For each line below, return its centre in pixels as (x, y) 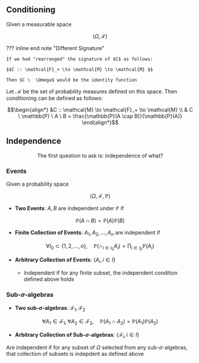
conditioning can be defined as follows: (55, 98)
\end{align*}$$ (100, 122)
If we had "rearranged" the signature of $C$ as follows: (80, 59)
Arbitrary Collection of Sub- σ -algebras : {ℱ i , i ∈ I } (77, 335)
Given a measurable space (39, 24)
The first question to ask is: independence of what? (100, 155)
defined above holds (49, 279)
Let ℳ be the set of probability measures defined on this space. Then (92, 91)
